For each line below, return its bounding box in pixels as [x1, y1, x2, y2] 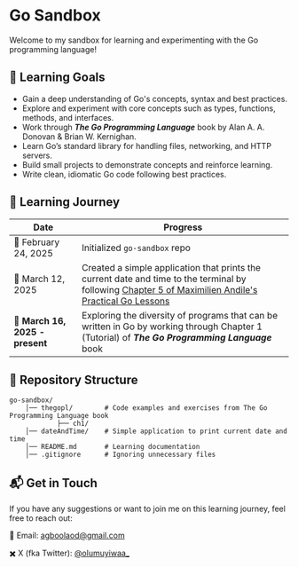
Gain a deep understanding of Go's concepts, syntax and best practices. [21, 93, 288, 104]
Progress [163, 221, 203, 233]
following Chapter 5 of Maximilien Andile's [81, 283, 258, 295]
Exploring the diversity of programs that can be [81, 309, 278, 321]
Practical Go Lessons [81, 295, 170, 307]
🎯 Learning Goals [9, 70, 106, 85]
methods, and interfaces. [21, 112, 114, 122]
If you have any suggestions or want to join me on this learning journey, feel [9, 503, 286, 515]
